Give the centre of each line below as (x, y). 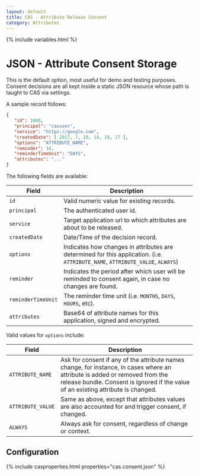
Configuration (33, 452)
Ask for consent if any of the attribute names (122, 360)
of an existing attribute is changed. (108, 390)
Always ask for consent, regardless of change (124, 424)
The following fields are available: (47, 176)
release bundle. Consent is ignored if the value (125, 382)
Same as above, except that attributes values (123, 399)
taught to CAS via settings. (38, 93)
